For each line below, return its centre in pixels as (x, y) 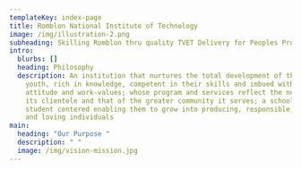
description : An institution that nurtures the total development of (150, 76)
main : (19, 126)
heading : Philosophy (56, 68)
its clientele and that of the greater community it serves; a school (160, 101)
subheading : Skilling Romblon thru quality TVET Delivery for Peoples (144, 42)
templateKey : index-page (56, 17)
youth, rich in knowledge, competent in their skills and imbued (150, 84)
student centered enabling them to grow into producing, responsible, (160, 109)
